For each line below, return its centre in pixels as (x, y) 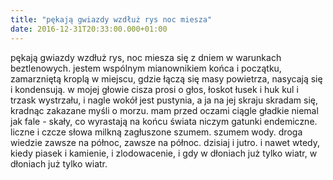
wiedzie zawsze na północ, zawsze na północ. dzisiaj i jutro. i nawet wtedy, (165, 142)
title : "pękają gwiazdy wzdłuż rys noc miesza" (111, 19)
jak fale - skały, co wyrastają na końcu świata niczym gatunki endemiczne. (164, 121)
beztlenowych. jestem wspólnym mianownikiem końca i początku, (146, 68)
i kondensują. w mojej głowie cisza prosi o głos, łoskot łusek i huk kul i (154, 89)
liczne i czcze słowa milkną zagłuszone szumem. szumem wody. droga (156, 132)
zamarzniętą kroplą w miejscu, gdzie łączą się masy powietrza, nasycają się (166, 78)
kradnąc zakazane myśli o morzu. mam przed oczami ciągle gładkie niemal (164, 110)
